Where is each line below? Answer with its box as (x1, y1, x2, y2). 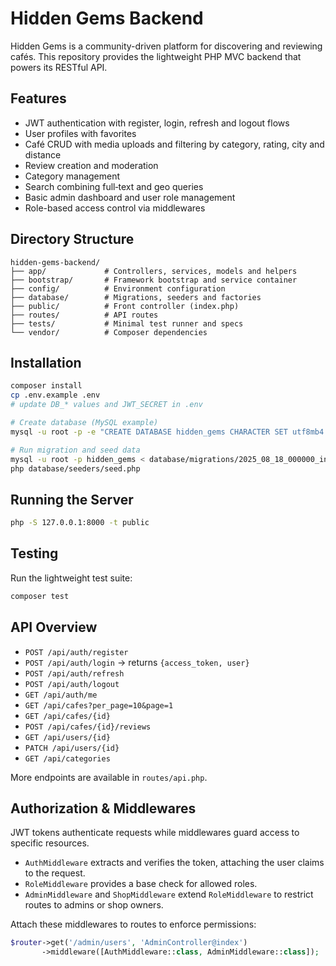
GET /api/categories (24, 753, 111, 764)
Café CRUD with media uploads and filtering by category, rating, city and (24, 138, 325, 150)
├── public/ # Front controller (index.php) (10, 301, 240, 311)
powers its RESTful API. (10, 61, 108, 73)
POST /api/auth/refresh (24, 668, 125, 679)
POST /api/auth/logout (24, 679, 120, 689)
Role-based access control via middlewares (24, 202, 206, 214)
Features (10, 90, 67, 107)
